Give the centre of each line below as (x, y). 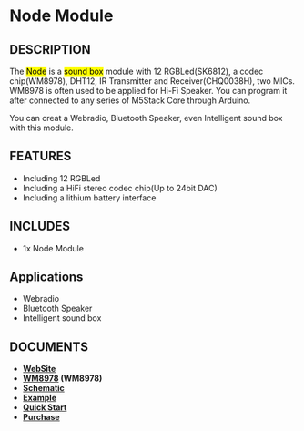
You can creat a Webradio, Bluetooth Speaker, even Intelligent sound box (147, 118)
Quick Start (45, 407)
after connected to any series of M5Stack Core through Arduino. (130, 100)
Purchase (41, 417)
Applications (46, 277)
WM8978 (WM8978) (62, 378)
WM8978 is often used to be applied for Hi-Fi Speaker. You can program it (148, 91)
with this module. (42, 128)
